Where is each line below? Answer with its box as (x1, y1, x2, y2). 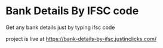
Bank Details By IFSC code (5, 4, 139, 18)
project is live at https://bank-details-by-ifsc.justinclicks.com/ (5, 35, 156, 42)
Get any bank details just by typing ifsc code (5, 24, 115, 31)
